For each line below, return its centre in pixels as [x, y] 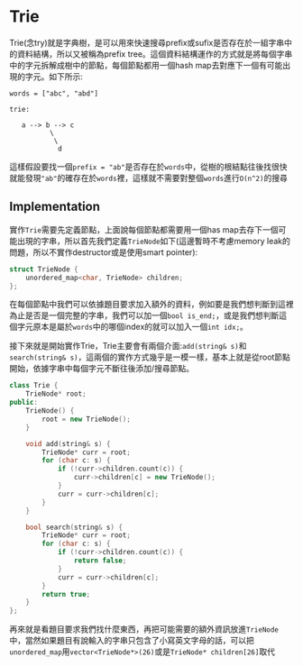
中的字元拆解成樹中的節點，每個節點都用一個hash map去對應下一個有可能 [146, 65]
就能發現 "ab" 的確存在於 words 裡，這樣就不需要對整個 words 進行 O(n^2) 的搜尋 [149, 178]
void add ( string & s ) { [68, 443]
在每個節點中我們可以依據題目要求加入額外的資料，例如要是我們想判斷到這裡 [151, 305]
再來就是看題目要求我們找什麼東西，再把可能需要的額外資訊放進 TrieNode [144, 629]
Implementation [55, 207]
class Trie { [34, 386]
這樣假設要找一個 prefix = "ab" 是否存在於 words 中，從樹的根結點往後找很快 [148, 166]
